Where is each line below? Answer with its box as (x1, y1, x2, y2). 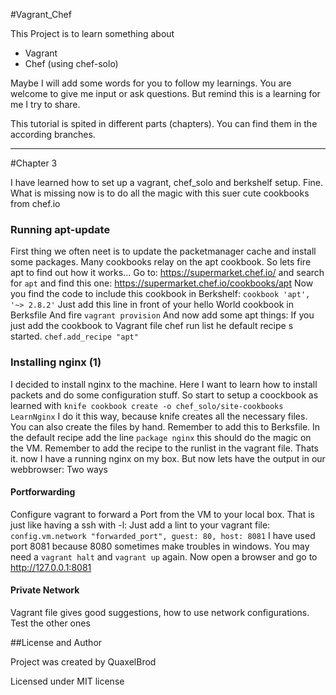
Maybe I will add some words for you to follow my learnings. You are (10, 77, 292, 89)
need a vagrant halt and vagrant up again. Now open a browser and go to (10, 550, 318, 563)
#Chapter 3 (10, 157, 58, 169)
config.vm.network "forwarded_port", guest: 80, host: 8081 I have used (10, 529, 316, 541)
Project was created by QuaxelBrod (10, 656, 157, 668)
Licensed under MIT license (10, 675, 125, 687)
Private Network (10, 584, 80, 596)
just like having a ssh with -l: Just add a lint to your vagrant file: (10, 519, 271, 531)
